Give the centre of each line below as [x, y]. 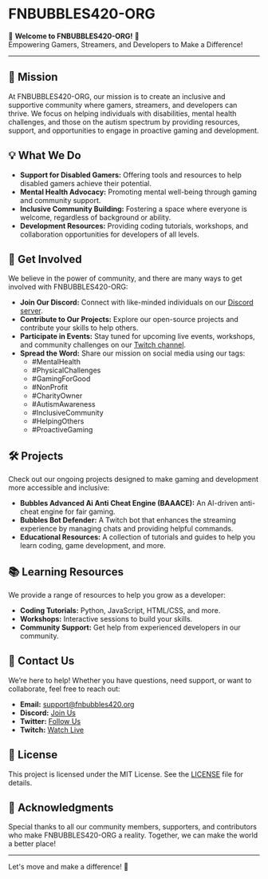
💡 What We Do [45, 155]
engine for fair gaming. [78, 511]
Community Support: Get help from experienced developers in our [130, 627]
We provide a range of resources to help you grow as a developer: [117, 595]
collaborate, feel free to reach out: [65, 689]
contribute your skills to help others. [79, 328]
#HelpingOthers [58, 421]
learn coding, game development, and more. [93, 546]
